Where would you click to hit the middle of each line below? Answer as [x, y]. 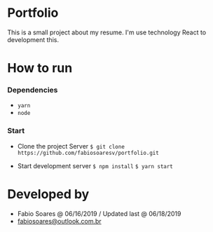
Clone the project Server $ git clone [71, 146]
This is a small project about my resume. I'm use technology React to [107, 32]
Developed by [48, 194]
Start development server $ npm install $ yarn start [95, 165]
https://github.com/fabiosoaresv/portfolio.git [88, 153]
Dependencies [33, 90]
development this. [33, 39]
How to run [40, 68]
